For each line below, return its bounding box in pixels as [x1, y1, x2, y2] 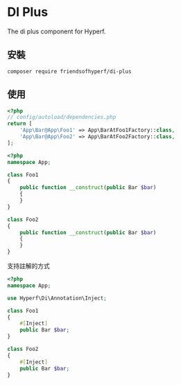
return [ [7, 120, 33, 127]
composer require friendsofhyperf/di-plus [7, 67, 132, 75]
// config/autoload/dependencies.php [7, 114, 117, 121]
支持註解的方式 [7, 262, 50, 270]
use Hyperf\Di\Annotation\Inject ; [7, 295, 107, 302]
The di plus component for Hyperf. [7, 27, 106, 35]
